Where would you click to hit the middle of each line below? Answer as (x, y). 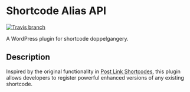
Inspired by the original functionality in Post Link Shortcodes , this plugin (94, 71)
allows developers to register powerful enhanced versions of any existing (95, 77)
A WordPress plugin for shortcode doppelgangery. (67, 38)
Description (28, 57)
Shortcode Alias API (56, 11)
